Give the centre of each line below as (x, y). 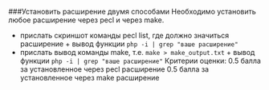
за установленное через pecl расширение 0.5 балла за (114, 69)
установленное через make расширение (90, 78)
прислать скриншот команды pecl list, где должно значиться (124, 35)
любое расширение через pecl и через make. (86, 20)
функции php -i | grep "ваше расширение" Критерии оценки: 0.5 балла (140, 61)
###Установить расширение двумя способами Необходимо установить (132, 12)
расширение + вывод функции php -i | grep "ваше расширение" (129, 44)
